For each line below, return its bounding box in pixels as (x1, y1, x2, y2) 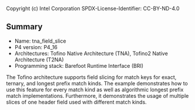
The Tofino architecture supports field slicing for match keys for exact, (6, 73, 177, 81)
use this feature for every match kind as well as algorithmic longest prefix (6, 86, 184, 93)
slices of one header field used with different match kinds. (6, 98, 147, 105)
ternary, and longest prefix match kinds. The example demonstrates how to (6, 80, 188, 87)
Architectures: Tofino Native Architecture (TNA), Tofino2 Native (14, 50, 169, 57)
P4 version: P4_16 (14, 43, 58, 50)
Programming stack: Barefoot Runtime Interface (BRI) (14, 62, 144, 69)
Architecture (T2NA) (14, 56, 64, 63)
